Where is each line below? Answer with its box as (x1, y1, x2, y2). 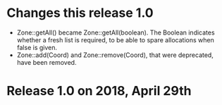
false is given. (16, 43, 58, 51)
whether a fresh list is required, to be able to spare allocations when (16, 35, 214, 44)
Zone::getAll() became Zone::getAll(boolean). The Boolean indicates (16, 28, 216, 37)
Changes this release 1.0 (6, 5, 154, 21)
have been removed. (16, 58, 77, 66)
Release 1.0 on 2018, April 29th (6, 83, 192, 99)
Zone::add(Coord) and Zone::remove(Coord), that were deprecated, (16, 51, 214, 59)
